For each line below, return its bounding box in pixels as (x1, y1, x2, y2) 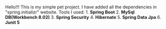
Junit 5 (5, 19, 20, 25)
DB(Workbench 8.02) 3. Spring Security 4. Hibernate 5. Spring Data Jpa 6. (5, 14, 161, 20)
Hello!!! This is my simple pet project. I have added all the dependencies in (5, 4, 157, 10)
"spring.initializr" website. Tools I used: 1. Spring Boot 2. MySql (5, 9, 135, 15)
